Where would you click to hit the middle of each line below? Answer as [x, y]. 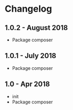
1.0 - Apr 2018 [27, 84]
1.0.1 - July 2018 [30, 56]
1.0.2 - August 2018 [36, 28]
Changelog [28, 9]
